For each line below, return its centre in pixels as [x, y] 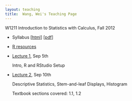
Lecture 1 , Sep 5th [30, 56]
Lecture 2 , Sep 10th [32, 74]
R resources [24, 46]
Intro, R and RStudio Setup [39, 65]
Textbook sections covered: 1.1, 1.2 [47, 93]
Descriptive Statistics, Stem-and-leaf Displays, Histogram [70, 84]
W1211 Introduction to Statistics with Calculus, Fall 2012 [60, 28]
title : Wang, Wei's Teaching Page [41, 14]
